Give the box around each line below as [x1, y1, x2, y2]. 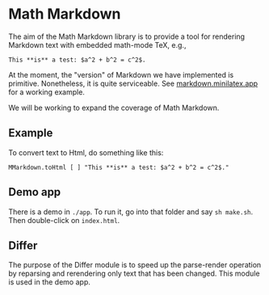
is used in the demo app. [8, 277, 90, 287]
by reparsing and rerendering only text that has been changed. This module [8, 268, 260, 279]
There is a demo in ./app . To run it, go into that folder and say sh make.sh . [8, 207, 254, 217]
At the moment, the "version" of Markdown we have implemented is [8, 70, 234, 79]
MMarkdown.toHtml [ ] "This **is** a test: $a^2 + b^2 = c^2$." [8, 163, 229, 171]
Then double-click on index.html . [8, 215, 120, 225]
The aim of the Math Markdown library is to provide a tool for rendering [8, 32, 245, 41]
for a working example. [8, 86, 85, 97]
